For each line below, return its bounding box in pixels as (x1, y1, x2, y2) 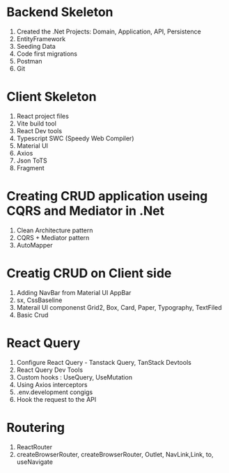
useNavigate (16, 458, 54, 466)
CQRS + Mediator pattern (16, 233, 90, 241)
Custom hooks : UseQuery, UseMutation (16, 373, 133, 381)
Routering (6, 419, 65, 435)
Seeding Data (16, 42, 56, 50)
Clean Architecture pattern (16, 226, 93, 234)
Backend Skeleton (6, 4, 113, 20)
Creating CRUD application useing (6, 188, 208, 204)
